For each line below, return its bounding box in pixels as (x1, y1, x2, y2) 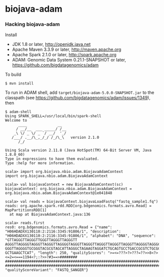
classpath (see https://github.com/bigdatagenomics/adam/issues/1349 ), (5, 95, 150, 101)
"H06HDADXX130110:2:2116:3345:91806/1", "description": (5, 229, 121, 234)
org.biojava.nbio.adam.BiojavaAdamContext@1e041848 (5, 191, 112, 196)
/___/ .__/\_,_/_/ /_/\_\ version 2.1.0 (11, 135, 99, 140)
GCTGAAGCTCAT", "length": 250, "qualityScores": (5, 251, 106, 256)
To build (5, 72, 21, 78)
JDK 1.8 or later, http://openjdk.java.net (12, 42, 91, 47)
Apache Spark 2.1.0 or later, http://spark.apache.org (12, 52, 117, 58)
